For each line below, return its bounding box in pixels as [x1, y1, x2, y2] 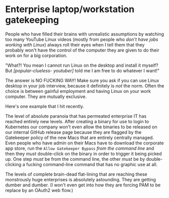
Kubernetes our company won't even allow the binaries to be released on [5, 124, 157, 130]
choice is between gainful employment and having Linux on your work [5, 88, 151, 94]
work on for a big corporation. [5, 52, 68, 59]
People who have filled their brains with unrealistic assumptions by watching [5, 31, 164, 37]
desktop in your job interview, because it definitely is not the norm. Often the [5, 82, 164, 89]
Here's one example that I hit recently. [5, 103, 84, 109]
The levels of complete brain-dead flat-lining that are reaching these [5, 171, 147, 177]
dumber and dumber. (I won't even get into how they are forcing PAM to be [5, 182, 161, 188]
